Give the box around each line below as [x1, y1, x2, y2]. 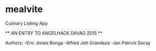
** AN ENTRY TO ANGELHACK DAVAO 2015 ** [5, 30, 103, 36]
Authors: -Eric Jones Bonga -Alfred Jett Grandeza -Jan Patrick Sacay [5, 39, 151, 46]
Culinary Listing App [5, 20, 48, 26]
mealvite [5, 4, 43, 15]
